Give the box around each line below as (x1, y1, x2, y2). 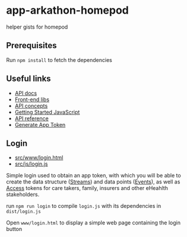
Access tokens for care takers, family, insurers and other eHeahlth (6, 185, 168, 192)
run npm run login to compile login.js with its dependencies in (6, 202, 161, 210)
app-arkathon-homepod (6, 4, 129, 17)
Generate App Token (14, 121, 66, 128)
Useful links (6, 74, 52, 84)
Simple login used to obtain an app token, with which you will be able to (6, 172, 181, 179)
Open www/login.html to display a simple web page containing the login (6, 219, 181, 226)
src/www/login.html (14, 154, 64, 161)
